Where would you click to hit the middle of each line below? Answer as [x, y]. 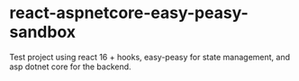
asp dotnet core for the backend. [71, 67]
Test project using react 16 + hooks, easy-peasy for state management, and [150, 57]
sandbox [43, 32]
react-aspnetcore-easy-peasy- [129, 13]
